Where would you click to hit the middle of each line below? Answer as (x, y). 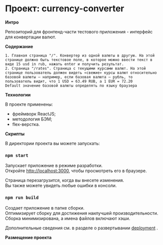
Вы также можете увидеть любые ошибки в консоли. (61, 185)
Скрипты (15, 134)
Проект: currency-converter (65, 9)
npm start (17, 155)
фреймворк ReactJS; (34, 114)
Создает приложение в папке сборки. (45, 208)
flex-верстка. (26, 124)
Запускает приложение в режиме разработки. (54, 166)
